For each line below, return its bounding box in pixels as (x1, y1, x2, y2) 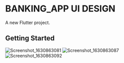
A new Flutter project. (5, 19, 50, 25)
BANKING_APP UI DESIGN (5, 3, 116, 14)
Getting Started (5, 34, 55, 42)
